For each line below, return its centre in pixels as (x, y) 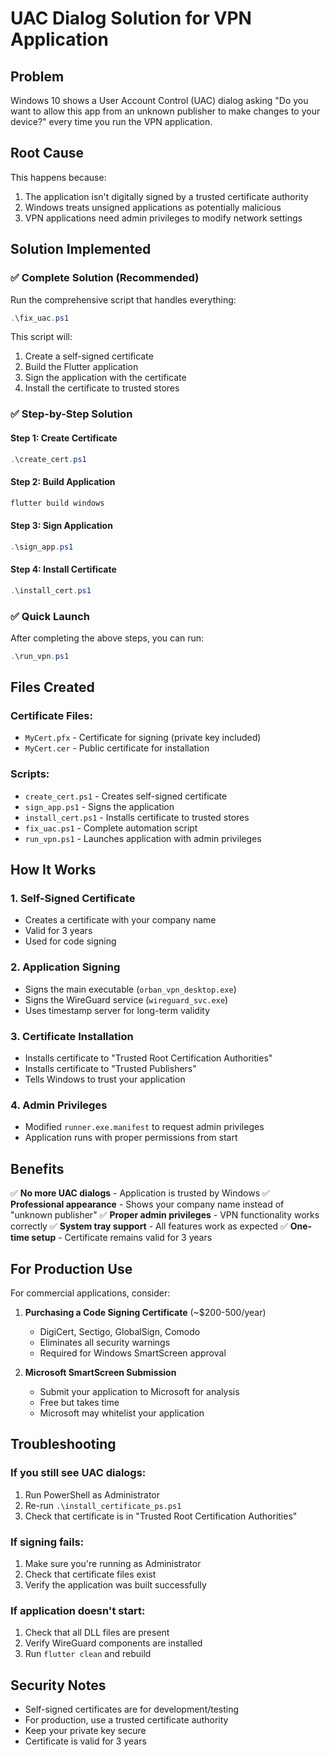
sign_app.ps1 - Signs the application (99, 806)
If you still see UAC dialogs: (78, 1473)
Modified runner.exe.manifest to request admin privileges (144, 1127)
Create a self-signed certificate (89, 356)
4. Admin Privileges (59, 1105)
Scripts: (30, 774)
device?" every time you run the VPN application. (111, 121)
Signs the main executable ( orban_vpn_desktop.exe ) (130, 989)
